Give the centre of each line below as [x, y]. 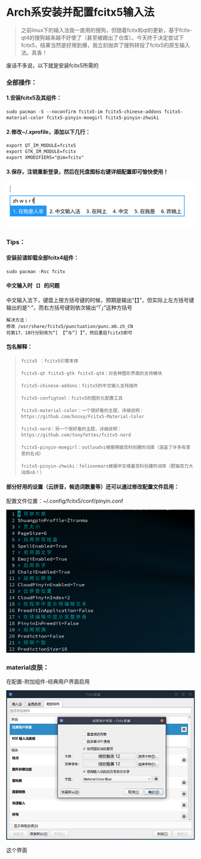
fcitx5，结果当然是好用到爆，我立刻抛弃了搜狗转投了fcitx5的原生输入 [105, 45]
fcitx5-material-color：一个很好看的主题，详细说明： [83, 411]
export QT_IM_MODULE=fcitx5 [41, 146]
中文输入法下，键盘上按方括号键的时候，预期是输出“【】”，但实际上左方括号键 [100, 300]
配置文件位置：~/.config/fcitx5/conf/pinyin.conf [65, 501]
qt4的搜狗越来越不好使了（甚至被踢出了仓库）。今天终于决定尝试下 [102, 37]
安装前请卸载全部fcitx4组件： [43, 258]
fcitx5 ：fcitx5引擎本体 [50, 361]
